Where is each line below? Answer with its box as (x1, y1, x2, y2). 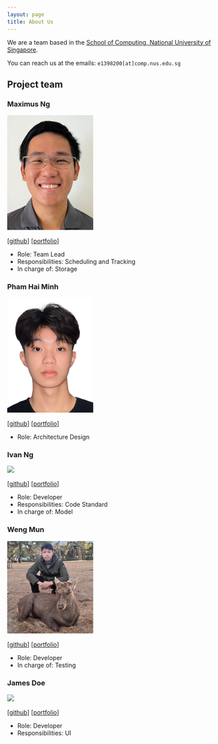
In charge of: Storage (17, 265, 78, 273)
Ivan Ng (7, 450, 34, 459)
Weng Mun (7, 525, 45, 534)
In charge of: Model (17, 507, 74, 516)
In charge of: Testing (17, 661, 76, 670)
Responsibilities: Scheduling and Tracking (17, 257, 136, 265)
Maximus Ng (7, 99, 50, 109)
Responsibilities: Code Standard (17, 501, 108, 509)
